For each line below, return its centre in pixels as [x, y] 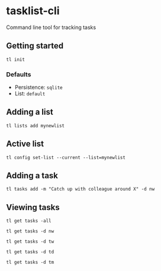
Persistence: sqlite [39, 88]
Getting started [35, 46]
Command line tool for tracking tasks [51, 27]
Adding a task [32, 176]
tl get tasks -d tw [30, 242]
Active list [25, 144]
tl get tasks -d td [30, 252]
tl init [16, 59]
